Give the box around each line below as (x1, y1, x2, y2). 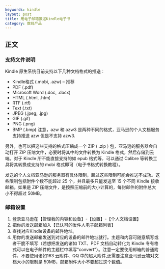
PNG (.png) (12, 121, 35, 127)
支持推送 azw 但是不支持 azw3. (12, 133, 76, 138)
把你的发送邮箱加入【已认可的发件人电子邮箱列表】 (12, 222, 116, 228)
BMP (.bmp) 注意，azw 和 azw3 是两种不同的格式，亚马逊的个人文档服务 (12, 126, 160, 133)
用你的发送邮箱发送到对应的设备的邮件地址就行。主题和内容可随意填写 (12, 234, 155, 241)
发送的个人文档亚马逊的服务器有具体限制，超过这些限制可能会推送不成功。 (5, 172, 156, 178)
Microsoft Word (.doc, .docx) (12, 89, 71, 95)
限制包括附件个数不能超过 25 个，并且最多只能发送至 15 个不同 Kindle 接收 (9, 178, 160, 184)
